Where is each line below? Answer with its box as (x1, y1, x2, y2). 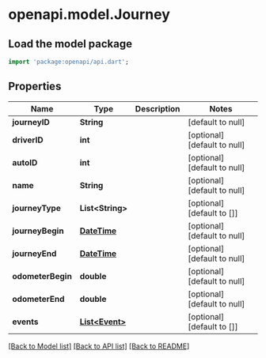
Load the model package (8, 37, 133, 51)
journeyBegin (12, 225, 65, 236)
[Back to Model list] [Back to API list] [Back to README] (8, 341, 190, 351)
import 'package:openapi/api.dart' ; (8, 58, 129, 66)
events (12, 316, 39, 327)
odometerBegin (12, 270, 73, 281)
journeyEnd (12, 247, 57, 258)
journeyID (12, 116, 50, 127)
